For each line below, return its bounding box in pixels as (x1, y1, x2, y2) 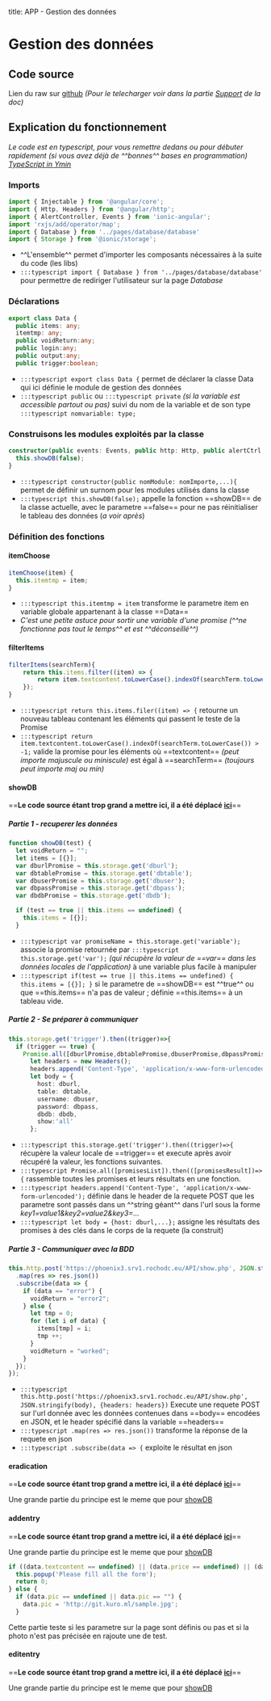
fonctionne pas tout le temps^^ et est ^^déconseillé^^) (19, 624, 199, 634)
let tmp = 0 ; (29, 1309, 74, 1318)
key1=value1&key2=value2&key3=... (19, 1208, 140, 1219)
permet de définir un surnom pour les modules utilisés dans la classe (19, 485, 250, 495)
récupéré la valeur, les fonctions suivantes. (19, 1157, 163, 1167)
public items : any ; (15, 322, 81, 330)
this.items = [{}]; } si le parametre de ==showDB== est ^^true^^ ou (19, 979, 254, 988)
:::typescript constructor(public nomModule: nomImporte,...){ (19, 478, 238, 486)
